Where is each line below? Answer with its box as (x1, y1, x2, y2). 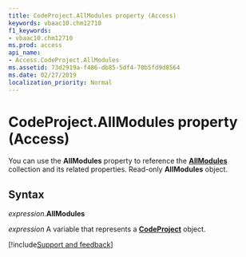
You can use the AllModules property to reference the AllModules (8, 156, 228, 166)
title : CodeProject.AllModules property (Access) (8, 11, 177, 20)
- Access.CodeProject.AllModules (8, 57, 120, 65)
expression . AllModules (8, 209, 85, 219)
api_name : (8, 49, 42, 57)
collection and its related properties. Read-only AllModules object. (8, 164, 228, 174)
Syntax (8, 188, 45, 201)
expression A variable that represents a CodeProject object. (8, 224, 206, 234)
